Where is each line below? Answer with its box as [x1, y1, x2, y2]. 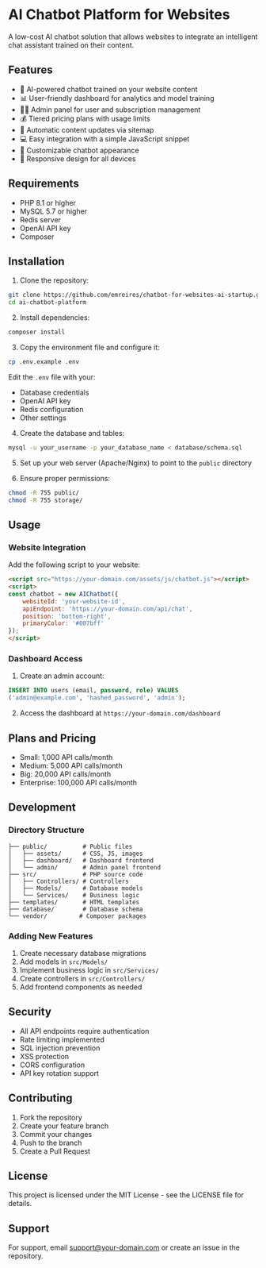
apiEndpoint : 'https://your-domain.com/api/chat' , [22, 605, 193, 613]
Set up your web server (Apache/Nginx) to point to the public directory [19, 458, 252, 468]
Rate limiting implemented [19, 1035, 104, 1044]
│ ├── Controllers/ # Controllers [8, 877, 129, 885]
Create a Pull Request [19, 1146, 91, 1156]
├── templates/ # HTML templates [8, 898, 140, 906]
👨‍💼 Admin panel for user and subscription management [19, 105, 201, 114]
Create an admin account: [19, 671, 104, 680]
